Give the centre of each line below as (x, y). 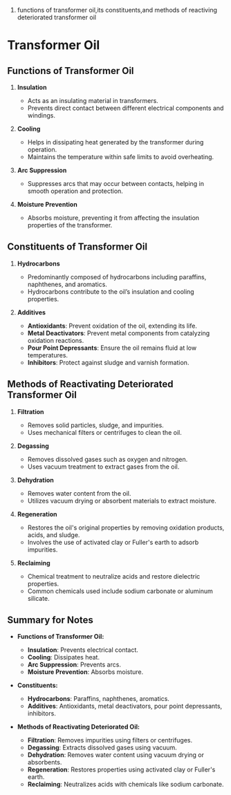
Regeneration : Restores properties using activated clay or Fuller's (121, 769)
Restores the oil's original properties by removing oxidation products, (126, 527)
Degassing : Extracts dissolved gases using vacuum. (102, 748)
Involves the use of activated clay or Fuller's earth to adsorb (113, 542)
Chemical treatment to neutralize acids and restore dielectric (114, 576)
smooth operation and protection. (75, 191)
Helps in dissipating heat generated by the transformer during (115, 142)
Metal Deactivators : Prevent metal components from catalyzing (119, 333)
